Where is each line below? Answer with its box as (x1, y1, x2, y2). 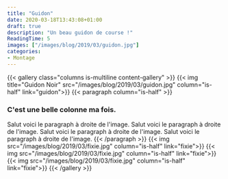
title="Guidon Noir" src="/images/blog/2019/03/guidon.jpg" (7, 80, 176, 89)
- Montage (7, 55, 36, 61)
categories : (7, 49, 41, 55)
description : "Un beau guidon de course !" (7, 29, 134, 36)
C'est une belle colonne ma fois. (7, 105, 116, 114)
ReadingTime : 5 (7, 36, 51, 42)
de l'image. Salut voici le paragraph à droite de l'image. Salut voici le (7, 128, 200, 136)
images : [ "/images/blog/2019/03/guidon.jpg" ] (7, 42, 139, 49)
